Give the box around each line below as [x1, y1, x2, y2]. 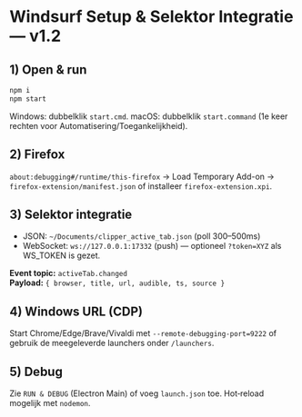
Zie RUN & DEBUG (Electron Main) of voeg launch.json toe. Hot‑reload [9, 388, 265, 399]
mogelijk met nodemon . [9, 398, 91, 408]
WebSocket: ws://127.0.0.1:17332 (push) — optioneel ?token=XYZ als [22, 241, 282, 252]
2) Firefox [9, 147, 65, 163]
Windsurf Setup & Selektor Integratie [9, 6, 294, 27]
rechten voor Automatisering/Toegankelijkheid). [9, 120, 188, 131]
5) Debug [9, 363, 64, 379]
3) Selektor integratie [9, 206, 133, 222]
